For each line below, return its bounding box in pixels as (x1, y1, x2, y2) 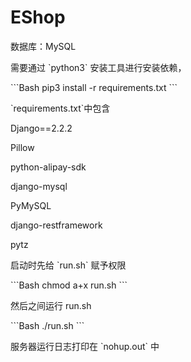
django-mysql (10, 180, 68, 192)
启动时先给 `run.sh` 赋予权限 (10, 259, 127, 271)
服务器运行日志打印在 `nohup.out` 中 (10, 340, 160, 352)
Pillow (10, 141, 35, 153)
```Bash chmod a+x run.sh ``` (10, 279, 128, 291)
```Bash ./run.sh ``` (10, 319, 85, 331)
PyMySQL (10, 199, 52, 211)
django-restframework (10, 219, 103, 231)
